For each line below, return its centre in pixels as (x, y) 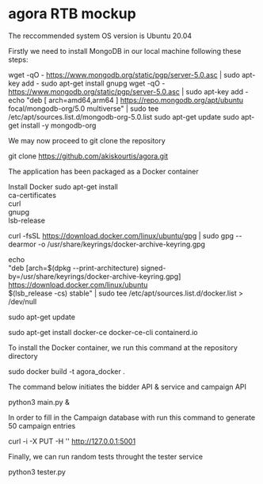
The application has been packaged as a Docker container (104, 171)
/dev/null (23, 301)
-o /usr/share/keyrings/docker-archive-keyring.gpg (122, 244)
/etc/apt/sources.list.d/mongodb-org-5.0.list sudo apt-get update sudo (124, 116)
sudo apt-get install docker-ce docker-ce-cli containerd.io (103, 332)
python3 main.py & (39, 402)
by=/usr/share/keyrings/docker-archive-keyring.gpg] (95, 276)
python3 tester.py (37, 471)
